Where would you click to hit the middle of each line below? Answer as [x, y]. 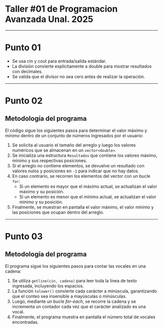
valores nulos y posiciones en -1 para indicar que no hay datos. [75, 171]
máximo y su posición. [42, 191]
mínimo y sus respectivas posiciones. [49, 160]
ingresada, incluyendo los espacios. [48, 286]
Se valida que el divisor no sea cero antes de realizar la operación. [79, 76]
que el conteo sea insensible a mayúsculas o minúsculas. [69, 296]
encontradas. [25, 322]
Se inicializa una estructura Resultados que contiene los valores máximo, [85, 155]
